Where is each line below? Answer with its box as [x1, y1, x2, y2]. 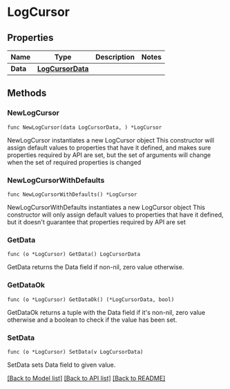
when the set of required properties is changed [7, 158, 142, 166]
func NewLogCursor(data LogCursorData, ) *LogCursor [7, 124, 162, 131]
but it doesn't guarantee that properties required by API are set [7, 217, 186, 226]
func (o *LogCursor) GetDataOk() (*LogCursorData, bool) [7, 296, 175, 303]
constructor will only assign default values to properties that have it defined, [7, 210, 224, 219]
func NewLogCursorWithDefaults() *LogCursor [7, 191, 137, 198]
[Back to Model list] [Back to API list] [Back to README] [7, 374, 166, 382]
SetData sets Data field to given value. [7, 361, 116, 369]
